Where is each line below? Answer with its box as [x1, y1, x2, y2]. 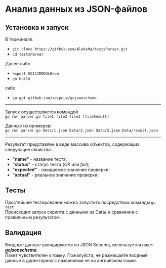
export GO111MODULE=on [12, 71, 59, 76]
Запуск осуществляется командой [5, 109, 78, 115]
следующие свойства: [5, 147, 52, 152]
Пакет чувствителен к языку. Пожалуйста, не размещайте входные [5, 252, 148, 258]
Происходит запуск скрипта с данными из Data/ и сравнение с [5, 209, 138, 215]
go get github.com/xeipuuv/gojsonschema [12, 95, 97, 100]
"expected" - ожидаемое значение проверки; [12, 167, 110, 173]
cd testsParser [12, 52, 44, 57]
